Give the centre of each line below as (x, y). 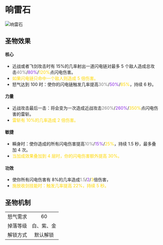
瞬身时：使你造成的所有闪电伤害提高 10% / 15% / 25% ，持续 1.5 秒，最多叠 (84, 144)
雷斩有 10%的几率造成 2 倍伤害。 (45, 120)
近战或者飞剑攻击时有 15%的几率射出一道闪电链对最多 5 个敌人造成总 (81, 66)
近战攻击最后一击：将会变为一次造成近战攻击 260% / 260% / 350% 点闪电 (83, 108)
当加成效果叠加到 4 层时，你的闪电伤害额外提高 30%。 (67, 156)
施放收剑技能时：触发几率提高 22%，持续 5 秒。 (60, 186)
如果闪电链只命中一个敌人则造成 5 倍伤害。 (55, 78)
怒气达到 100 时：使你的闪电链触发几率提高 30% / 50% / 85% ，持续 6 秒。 (84, 84)
